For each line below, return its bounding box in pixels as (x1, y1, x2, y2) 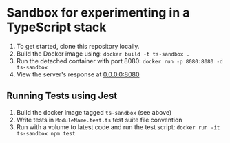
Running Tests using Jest (6, 90, 118, 102)
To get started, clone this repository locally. (16, 42, 140, 50)
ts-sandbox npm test (16, 130, 76, 137)
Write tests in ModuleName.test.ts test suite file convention (16, 115, 182, 124)
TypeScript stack (6, 19, 107, 35)
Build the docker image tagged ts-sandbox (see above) (16, 108, 172, 116)
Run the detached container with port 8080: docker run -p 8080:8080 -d (16, 56, 223, 65)
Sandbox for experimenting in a (6, 5, 190, 21)
